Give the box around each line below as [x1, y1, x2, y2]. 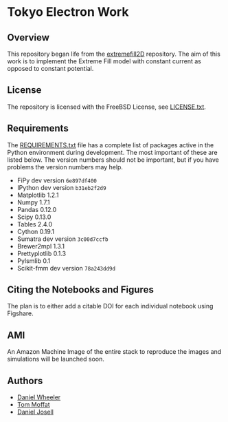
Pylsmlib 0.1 [16, 256, 51, 265]
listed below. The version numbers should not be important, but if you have [7, 156, 220, 164]
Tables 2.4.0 [16, 220, 53, 228]
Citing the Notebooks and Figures [7, 284, 155, 296]
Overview [7, 32, 50, 43]
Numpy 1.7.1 [16, 198, 50, 207]
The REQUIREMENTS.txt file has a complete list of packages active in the [7, 140, 214, 149]
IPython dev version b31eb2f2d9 [16, 183, 106, 191]
